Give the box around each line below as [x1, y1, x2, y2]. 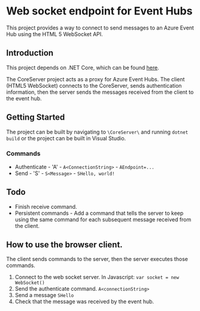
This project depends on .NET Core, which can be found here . [6, 64, 160, 71]
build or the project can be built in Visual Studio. [6, 134, 126, 142]
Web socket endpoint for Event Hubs [6, 4, 193, 18]
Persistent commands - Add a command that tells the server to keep [14, 209, 184, 217]
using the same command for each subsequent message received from [14, 215, 192, 223]
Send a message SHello [14, 292, 74, 299]
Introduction [6, 48, 54, 58]
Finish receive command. [14, 203, 77, 210]
